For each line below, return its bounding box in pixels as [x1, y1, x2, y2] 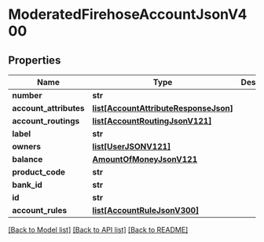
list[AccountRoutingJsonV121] [92, 115, 212, 126]
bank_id [12, 179, 43, 190]
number [12, 90, 42, 101]
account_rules [12, 205, 68, 215]
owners [12, 141, 42, 152]
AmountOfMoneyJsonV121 [92, 154, 198, 164]
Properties [8, 53, 61, 67]
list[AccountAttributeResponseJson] [92, 103, 233, 113]
